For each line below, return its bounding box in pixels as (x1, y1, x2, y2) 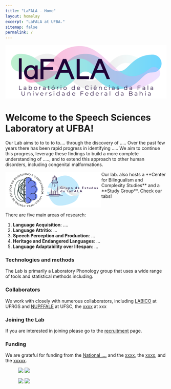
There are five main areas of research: (5, 212, 86, 218)
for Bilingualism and (101, 177, 143, 183)
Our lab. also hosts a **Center (101, 171, 166, 177)
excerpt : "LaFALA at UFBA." (5, 19, 66, 24)
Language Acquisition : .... (12, 222, 69, 228)
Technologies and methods (5, 256, 75, 263)
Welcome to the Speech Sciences (5, 112, 151, 124)
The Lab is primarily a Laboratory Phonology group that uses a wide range (5, 268, 162, 274)
